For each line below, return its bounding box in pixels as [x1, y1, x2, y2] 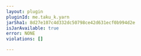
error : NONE [6, 31, 35, 37]
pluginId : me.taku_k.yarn [6, 14, 69, 20]
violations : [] [6, 36, 43, 42]
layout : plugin [6, 8, 43, 15]
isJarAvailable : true [6, 25, 59, 31]
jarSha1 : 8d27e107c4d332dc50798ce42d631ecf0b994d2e [6, 19, 135, 25]
